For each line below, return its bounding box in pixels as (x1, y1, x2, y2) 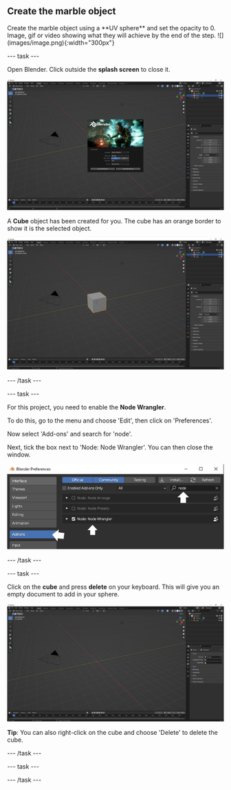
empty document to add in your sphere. (7, 590, 120, 598)
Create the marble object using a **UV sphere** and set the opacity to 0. (7, 23, 216, 32)
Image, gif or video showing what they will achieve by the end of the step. (7, 31, 217, 39)
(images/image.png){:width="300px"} (7, 38, 115, 47)
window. (7, 450, 31, 458)
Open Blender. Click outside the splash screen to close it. (7, 65, 170, 73)
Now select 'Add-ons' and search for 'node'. (7, 429, 133, 438)
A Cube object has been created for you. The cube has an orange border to (7, 217, 221, 225)
